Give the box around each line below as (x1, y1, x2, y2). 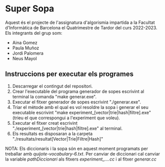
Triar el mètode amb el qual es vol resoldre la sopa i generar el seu (12, 104, 149, 110)
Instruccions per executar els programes (5, 70, 134, 79)
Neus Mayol (12, 55, 37, 61)
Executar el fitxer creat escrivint (12, 120, 78, 126)
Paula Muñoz (12, 45, 40, 51)
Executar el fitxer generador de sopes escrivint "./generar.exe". (12, 99, 141, 105)
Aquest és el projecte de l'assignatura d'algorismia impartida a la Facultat (5, 19, 155, 25)
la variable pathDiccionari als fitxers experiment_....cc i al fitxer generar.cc (5, 156, 157, 162)
